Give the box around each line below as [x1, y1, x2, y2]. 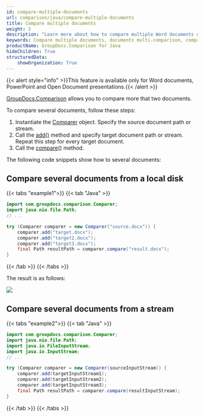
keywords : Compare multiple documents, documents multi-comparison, [6, 37, 183, 43]
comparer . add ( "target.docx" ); [17, 229, 94, 235]
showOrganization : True [17, 60, 78, 66]
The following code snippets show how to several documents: [6, 156, 161, 163]
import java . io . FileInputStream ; [6, 343, 91, 349]
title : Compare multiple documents [6, 20, 97, 26]
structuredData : [6, 54, 47, 60]
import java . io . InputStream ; [6, 348, 80, 354]
